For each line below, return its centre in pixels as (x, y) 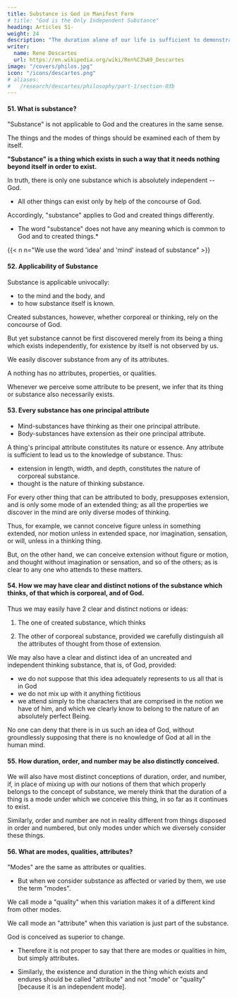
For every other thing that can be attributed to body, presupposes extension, (119, 497)
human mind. (26, 745)
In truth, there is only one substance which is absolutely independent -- (111, 180)
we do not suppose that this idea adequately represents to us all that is (120, 679)
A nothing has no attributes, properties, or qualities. (82, 373)
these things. (26, 836)
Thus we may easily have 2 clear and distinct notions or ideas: (98, 609)
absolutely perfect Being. (54, 716)
